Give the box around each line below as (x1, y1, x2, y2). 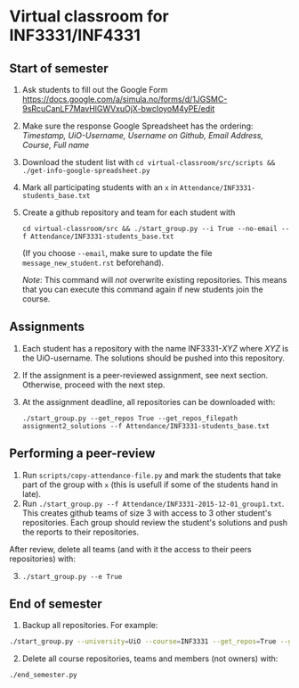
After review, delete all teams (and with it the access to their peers (9, 543, 252, 554)
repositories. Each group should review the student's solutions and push (21, 517, 287, 527)
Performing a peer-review (9, 446, 156, 461)
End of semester (9, 596, 102, 612)
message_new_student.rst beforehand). (21, 257, 165, 268)
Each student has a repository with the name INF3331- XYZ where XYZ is (21, 343, 289, 353)
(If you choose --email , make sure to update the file (21, 248, 213, 258)
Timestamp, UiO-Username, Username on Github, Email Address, (21, 130, 264, 140)
